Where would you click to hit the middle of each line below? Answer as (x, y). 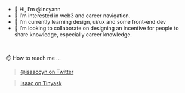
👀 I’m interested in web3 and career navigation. (72, 15)
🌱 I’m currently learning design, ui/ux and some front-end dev (90, 22)
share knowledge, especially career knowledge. (73, 35)
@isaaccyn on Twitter (47, 72)
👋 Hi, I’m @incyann (37, 9)
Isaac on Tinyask (41, 83)
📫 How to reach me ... (33, 58)
